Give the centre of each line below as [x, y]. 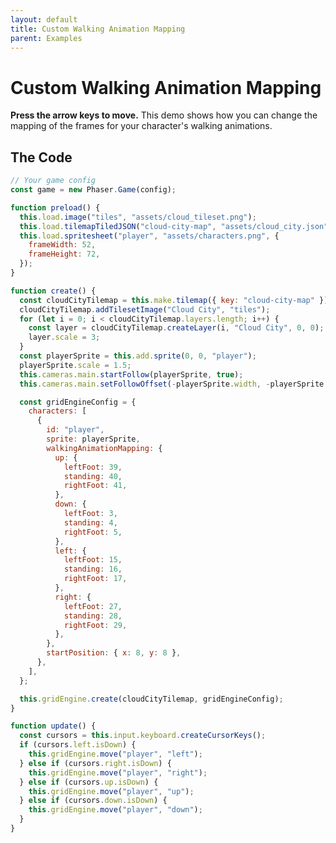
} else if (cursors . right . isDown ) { [95, 763]
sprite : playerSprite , [93, 439]
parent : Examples [46, 38]
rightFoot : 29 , [95, 625]
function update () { [53, 726]
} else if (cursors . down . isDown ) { [93, 801]
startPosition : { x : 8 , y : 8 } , [114, 653]
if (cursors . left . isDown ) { [78, 745]
